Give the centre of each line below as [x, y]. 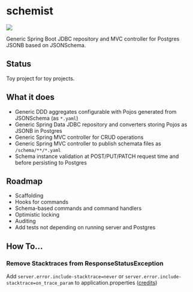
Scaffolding [29, 196]
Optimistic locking [37, 215]
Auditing [25, 221]
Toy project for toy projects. [40, 78]
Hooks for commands [42, 202]
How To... [25, 246]
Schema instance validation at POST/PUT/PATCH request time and [97, 156]
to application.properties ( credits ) [116, 283]
